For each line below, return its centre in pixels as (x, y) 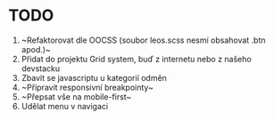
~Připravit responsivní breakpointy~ (87, 87)
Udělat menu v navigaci (65, 106)
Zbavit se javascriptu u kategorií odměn (94, 77)
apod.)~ (36, 49)
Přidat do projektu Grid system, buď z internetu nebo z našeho (136, 59)
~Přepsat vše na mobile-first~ (76, 96)
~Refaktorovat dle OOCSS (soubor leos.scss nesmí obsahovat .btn (143, 40)
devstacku (40, 68)
